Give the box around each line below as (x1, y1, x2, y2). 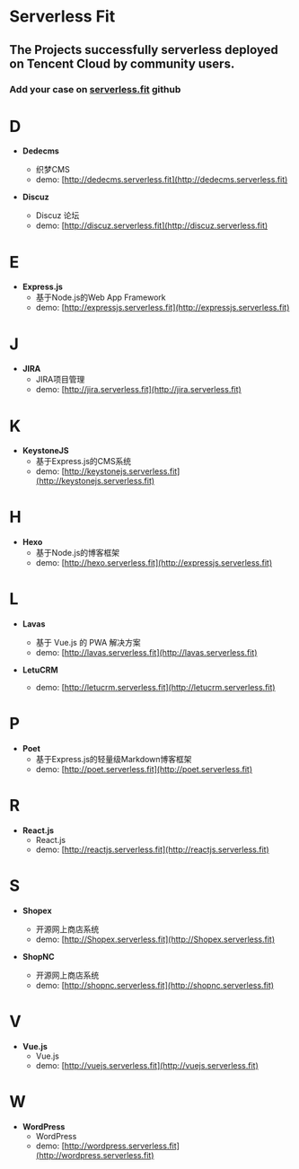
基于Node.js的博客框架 (35, 548, 120, 558)
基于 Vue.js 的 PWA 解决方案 (35, 637, 141, 648)
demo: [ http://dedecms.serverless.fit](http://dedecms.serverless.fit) (35, 174, 288, 185)
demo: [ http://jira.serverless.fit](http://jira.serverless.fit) (35, 384, 242, 395)
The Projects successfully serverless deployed (9, 42, 278, 57)
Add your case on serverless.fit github (9, 83, 181, 95)
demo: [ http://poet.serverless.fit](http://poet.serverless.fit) (35, 764, 253, 775)
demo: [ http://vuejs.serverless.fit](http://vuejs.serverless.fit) (35, 1059, 259, 1070)
